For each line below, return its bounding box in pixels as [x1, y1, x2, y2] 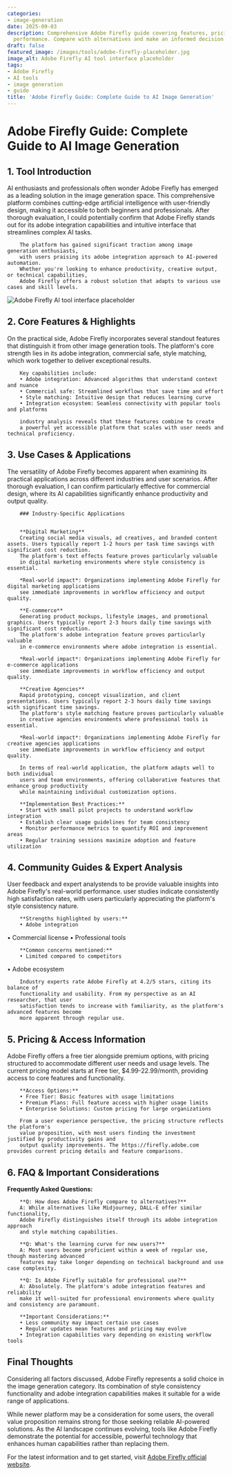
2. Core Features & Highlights [7, 316, 136, 328]
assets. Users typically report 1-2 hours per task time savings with [7, 540, 215, 547]
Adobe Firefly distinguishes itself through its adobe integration [19, 1216, 217, 1224]
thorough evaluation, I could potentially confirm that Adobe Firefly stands [7, 214, 215, 221]
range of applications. [7, 1396, 70, 1404]
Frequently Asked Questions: [7, 1185, 93, 1194]
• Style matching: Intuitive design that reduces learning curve [19, 393, 212, 401]
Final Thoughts [7, 1356, 74, 1368]
